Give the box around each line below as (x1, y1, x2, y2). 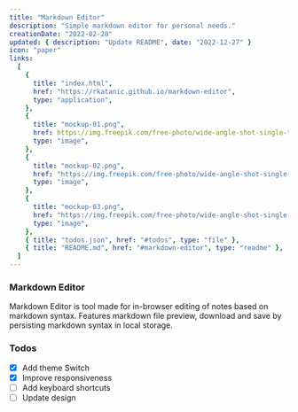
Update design (21, 392, 77, 403)
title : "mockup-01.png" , (32, 120, 125, 129)
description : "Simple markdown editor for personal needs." (9, 21, 237, 30)
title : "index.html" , (32, 79, 114, 88)
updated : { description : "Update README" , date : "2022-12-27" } (9, 37, 252, 47)
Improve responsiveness (21, 372, 113, 383)
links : (9, 54, 34, 63)
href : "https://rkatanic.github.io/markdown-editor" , (32, 87, 237, 96)
